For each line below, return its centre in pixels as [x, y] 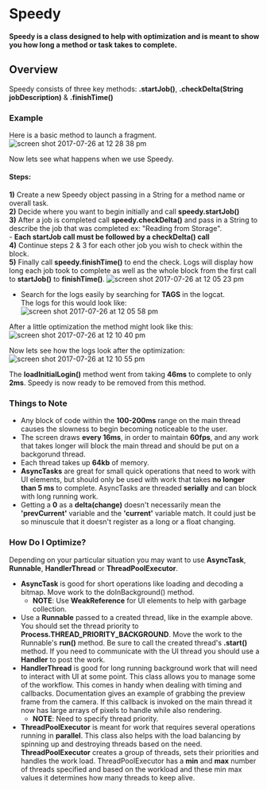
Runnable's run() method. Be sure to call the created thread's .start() [134, 642]
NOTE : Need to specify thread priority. [95, 719]
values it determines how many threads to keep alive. [108, 777]
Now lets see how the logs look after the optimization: [97, 351]
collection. [49, 609]
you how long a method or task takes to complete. [93, 44]
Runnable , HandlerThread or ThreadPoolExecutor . [93, 568]
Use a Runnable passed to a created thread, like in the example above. [137, 617]
